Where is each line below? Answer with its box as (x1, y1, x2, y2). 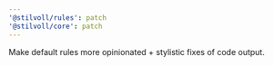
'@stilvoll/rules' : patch (8, 13, 107, 23)
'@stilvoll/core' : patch (8, 22, 103, 31)
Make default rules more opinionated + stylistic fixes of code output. (8, 46, 265, 57)
